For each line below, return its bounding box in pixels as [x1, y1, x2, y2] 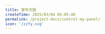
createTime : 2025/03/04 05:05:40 [5, 12, 76, 17]
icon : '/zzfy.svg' [5, 21, 44, 26]
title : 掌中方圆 [5, 7, 36, 12]
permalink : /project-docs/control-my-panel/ [5, 16, 100, 21]
